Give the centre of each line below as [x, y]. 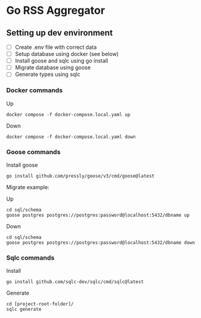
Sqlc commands [30, 258]
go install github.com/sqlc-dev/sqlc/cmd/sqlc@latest [75, 282]
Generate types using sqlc [48, 74]
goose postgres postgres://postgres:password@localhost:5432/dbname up [98, 215]
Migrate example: [28, 187]
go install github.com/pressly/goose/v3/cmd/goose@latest [80, 176]
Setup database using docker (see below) [67, 54]
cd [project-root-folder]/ [40, 304]
